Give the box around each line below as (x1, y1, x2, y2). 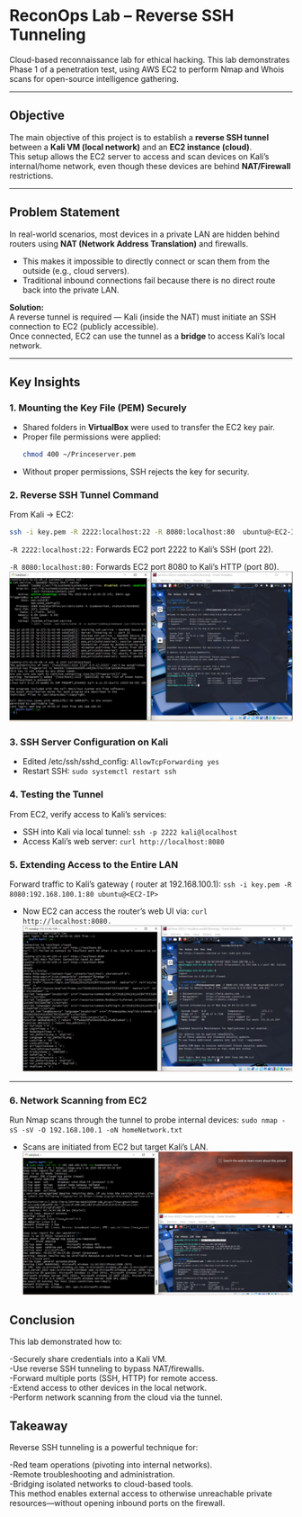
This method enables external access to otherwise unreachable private (9, 1488, 272, 1499)
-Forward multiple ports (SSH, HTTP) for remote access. (9, 1373, 218, 1384)
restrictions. (9, 170, 54, 181)
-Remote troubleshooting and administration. (9, 1469, 175, 1480)
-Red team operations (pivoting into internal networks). (9, 1459, 213, 1470)
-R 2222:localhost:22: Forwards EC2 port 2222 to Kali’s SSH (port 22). (9, 544, 274, 555)
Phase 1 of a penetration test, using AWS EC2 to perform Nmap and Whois (9, 64, 285, 75)
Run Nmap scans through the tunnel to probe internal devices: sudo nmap (9, 1115, 279, 1125)
